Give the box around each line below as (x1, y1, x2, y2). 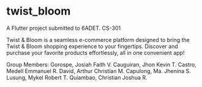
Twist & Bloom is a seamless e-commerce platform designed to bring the (6, 36, 190, 43)
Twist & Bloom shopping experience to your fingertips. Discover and (6, 43, 179, 50)
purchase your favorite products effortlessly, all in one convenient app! (6, 49, 185, 56)
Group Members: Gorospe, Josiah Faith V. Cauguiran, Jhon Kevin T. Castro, (6, 61, 197, 68)
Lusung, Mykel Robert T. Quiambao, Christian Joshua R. (6, 74, 148, 81)
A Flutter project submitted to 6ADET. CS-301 (6, 24, 121, 32)
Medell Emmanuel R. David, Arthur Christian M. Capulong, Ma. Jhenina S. (6, 67, 191, 74)
